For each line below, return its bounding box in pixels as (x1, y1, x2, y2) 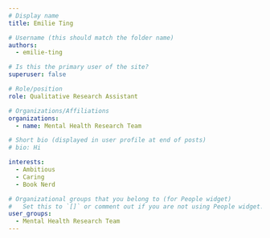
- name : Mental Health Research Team (15, 122, 142, 130)
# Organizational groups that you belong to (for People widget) (8, 195, 231, 203)
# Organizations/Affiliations (8, 107, 110, 115)
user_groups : (8, 210, 52, 218)
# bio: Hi (8, 143, 42, 152)
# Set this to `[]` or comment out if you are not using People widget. (8, 202, 264, 211)
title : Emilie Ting (8, 19, 74, 27)
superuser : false (8, 71, 67, 79)
